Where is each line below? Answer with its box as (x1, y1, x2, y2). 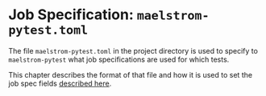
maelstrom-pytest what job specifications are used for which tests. (8, 54, 230, 64)
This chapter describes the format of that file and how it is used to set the (8, 70, 252, 79)
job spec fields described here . (8, 78, 112, 88)
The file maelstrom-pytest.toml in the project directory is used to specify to (8, 46, 258, 55)
